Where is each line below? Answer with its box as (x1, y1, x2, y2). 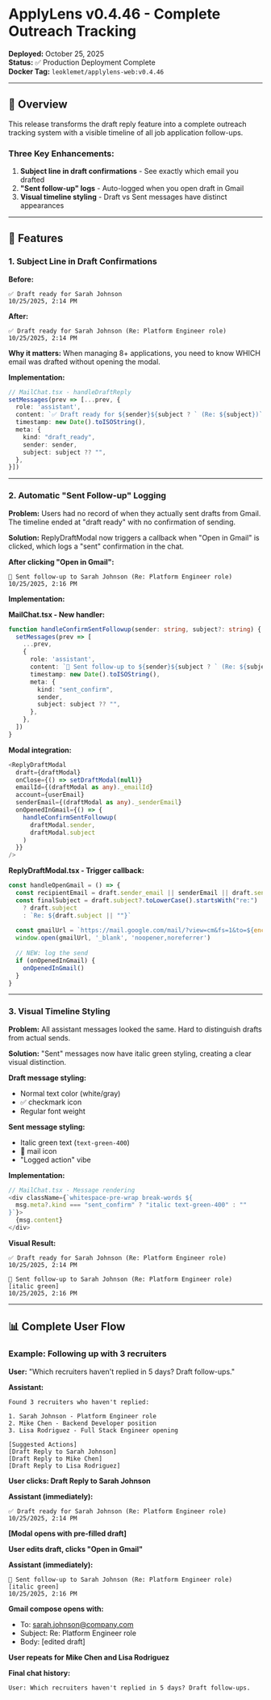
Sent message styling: (8, 1121, 85, 1131)
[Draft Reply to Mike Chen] (8, 1454, 103, 1463)
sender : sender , (23, 440, 78, 449)
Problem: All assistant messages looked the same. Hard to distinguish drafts (8, 1024, 262, 1034)
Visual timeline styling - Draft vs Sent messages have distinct (19, 192, 227, 202)
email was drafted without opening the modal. (8, 357, 161, 367)
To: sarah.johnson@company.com (19, 1619, 134, 1629)
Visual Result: (8, 1238, 56, 1248)
